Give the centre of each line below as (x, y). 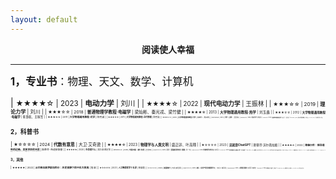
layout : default (44, 19)
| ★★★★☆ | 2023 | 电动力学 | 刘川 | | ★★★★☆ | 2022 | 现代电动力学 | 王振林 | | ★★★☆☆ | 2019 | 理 (168, 102)
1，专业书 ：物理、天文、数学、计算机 (102, 81)
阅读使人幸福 (168, 49)
